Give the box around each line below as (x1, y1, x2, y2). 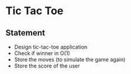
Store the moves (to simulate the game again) (14, 56, 126, 63)
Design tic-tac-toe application (14, 43, 88, 50)
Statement (5, 28, 46, 38)
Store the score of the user (14, 62, 81, 69)
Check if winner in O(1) (14, 50, 71, 57)
